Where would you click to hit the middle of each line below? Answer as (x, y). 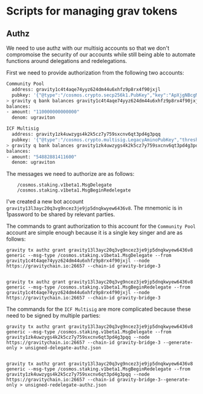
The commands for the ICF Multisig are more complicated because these (99, 309)
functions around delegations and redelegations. (67, 61)
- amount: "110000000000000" (43, 112)
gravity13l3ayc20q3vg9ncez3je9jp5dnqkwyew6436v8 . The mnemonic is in (95, 208)
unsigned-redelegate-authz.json (66, 385)
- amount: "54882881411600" (42, 157)
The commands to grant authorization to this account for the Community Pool (101, 226)
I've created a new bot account (45, 202)
